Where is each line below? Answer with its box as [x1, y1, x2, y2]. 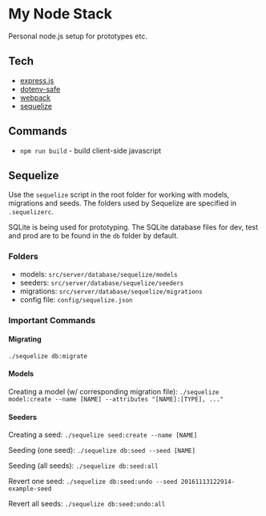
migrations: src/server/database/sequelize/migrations [19, 286, 203, 296]
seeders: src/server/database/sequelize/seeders [19, 278, 184, 287]
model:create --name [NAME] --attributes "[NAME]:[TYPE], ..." [8, 395, 224, 403]
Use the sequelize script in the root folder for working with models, [8, 190, 230, 200]
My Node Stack [8, 5, 113, 23]
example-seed [8, 485, 52, 493]
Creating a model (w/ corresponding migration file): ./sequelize [8, 387, 220, 396]
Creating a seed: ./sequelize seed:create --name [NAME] [8, 430, 198, 440]
